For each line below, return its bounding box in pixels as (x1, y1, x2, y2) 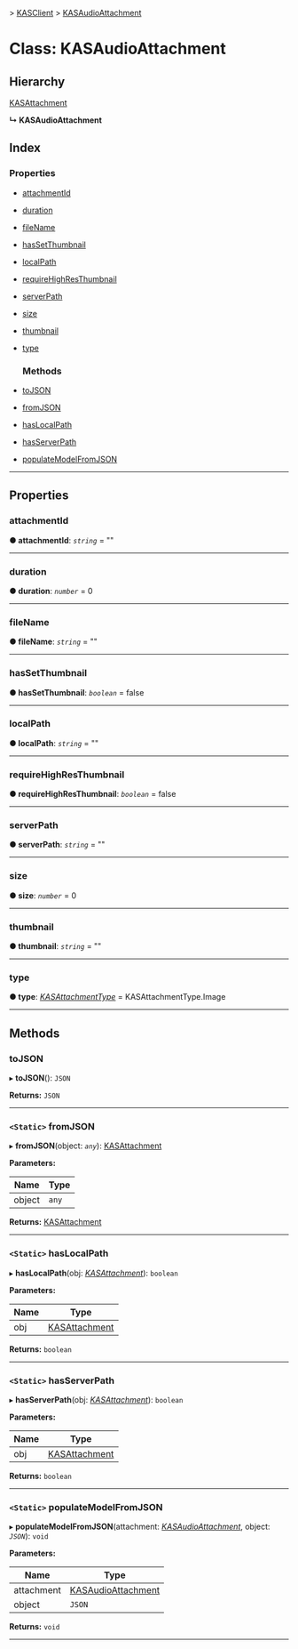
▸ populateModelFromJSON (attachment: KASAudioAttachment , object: (9, 1521, 271, 1532)
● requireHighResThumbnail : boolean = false (9, 789, 176, 800)
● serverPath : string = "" (9, 840, 106, 850)
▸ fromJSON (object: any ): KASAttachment (9, 1140, 162, 1151)
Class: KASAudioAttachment (9, 39, 226, 59)
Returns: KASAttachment (9, 1217, 102, 1227)
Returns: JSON (9, 1090, 60, 1101)
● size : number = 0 (9, 889, 77, 901)
